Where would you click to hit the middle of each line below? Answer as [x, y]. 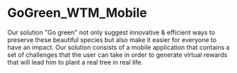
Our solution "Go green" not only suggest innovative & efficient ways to [111, 32]
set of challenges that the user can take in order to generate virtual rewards [117, 55]
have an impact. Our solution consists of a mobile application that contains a [118, 47]
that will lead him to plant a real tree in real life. [75, 62]
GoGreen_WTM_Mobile [77, 13]
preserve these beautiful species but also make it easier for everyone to [112, 39]
